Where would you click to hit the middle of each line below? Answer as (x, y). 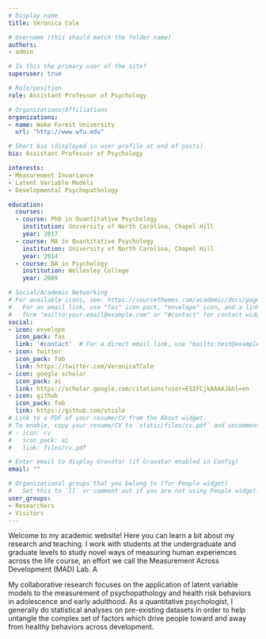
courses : (30, 212)
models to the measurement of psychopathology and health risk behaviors (130, 593)
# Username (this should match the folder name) (90, 37)
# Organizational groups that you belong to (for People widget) (118, 484)
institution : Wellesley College (76, 271)
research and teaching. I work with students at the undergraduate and (122, 544)
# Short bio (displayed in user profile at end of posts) (106, 146)
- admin (21, 52)
